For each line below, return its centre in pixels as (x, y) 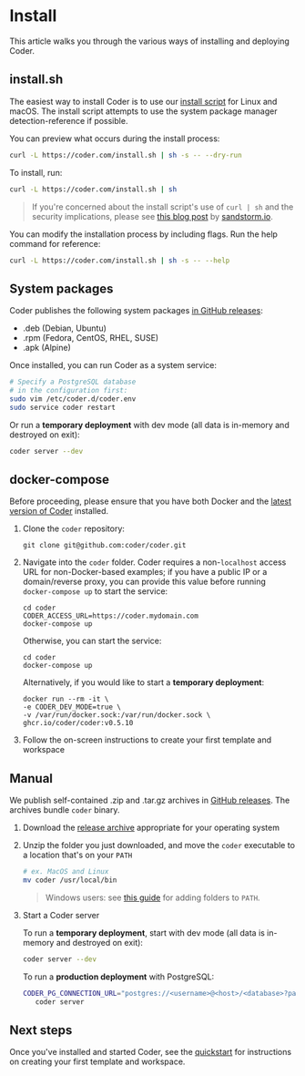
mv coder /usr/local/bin (70, 880)
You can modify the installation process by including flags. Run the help (143, 234)
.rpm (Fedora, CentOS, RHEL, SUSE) (91, 338)
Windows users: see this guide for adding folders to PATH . (153, 897)
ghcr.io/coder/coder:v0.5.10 (78, 723)
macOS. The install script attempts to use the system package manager (143, 111)
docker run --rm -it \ (66, 699)
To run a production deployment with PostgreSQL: (118, 977)
